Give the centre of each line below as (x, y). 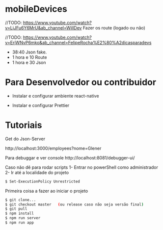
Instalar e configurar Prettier (41, 105)
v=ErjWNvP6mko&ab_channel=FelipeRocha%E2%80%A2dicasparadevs (78, 42)
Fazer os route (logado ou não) (114, 27)
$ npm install (20, 214)
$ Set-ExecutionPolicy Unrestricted (42, 181)
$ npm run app (20, 223)
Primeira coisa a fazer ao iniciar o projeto (47, 191)
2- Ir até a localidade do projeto (37, 172)
